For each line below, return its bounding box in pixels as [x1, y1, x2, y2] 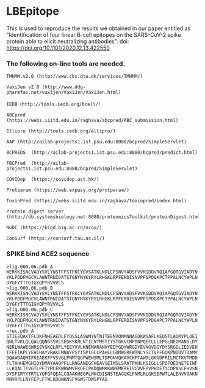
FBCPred [6, 161, 26, 167]
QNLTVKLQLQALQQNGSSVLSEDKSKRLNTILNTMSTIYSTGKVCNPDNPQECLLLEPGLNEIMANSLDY [6, 338, 198, 344]
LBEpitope [6, 4, 60, 18]
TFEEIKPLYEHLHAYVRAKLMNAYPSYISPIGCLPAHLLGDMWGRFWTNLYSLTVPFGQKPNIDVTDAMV [6, 349, 198, 356]
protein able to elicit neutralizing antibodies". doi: [6, 37, 129, 45]
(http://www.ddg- [41, 84, 86, 90]
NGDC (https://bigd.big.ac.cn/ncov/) [6, 225, 103, 231]
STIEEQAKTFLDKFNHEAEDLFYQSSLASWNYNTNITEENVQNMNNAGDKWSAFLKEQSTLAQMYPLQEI [6, 333, 198, 340]
